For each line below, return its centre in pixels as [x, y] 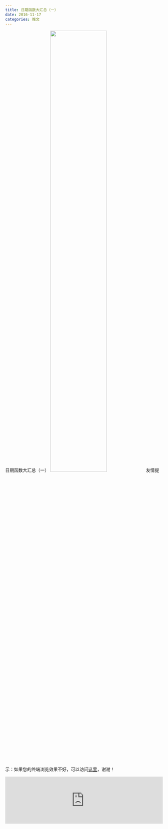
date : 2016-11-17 [23, 15]
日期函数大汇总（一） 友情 [80, 470]
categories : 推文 [22, 19]
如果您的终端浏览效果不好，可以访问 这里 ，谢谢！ [64, 769]
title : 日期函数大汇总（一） [32, 10]
